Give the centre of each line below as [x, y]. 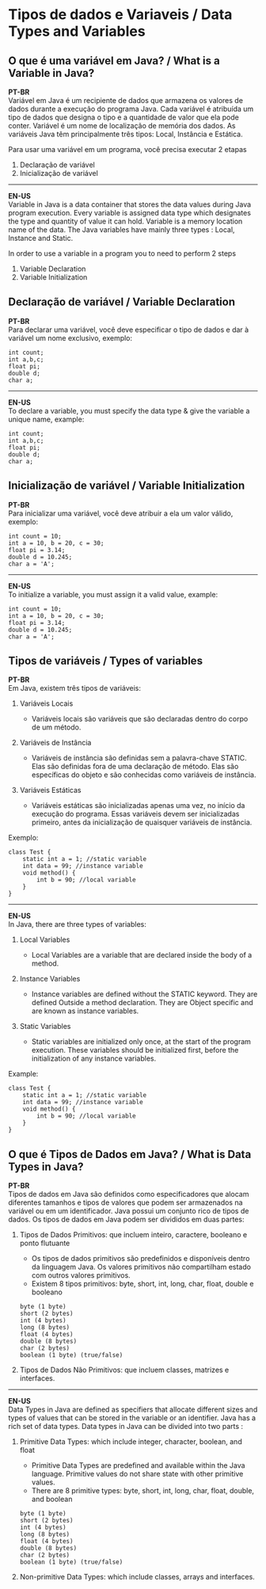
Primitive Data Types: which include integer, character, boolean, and [131, 1442]
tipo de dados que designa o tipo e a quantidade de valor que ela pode [123, 117]
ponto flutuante [45, 1243]
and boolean [52, 1499]
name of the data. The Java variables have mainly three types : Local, [122, 230]
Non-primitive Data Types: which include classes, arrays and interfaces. [137, 1577]
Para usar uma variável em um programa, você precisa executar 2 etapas [127, 149]
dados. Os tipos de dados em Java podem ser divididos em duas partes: [126, 1219]
